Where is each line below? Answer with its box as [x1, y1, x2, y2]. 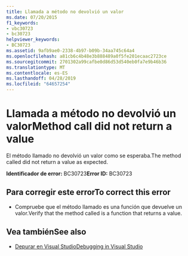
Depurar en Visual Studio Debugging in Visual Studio [14, 243, 143, 250]
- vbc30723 [6, 25, 33, 32]
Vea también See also [6, 227, 87, 237]
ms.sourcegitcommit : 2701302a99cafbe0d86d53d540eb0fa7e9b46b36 [6, 59, 167, 65]
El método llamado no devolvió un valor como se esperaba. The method [6, 152, 181, 159]
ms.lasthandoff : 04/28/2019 [6, 75, 76, 81]
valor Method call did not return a [6, 120, 172, 133]
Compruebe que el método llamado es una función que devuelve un [14, 203, 182, 210]
